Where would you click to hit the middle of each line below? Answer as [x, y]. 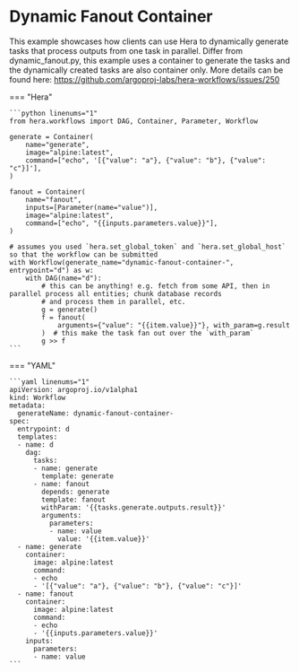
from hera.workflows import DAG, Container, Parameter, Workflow [133, 121]
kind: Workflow [38, 397]
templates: [38, 437]
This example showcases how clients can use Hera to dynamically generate [149, 41]
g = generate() [70, 310]
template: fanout [73, 500]
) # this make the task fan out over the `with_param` [148, 333]
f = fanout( [64, 317]
